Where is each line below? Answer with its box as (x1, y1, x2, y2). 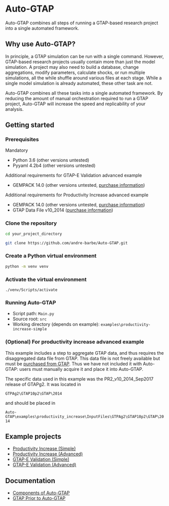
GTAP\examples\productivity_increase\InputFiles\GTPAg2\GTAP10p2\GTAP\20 (5, 414, 164, 419)
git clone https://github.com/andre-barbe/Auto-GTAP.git (5, 240, 128, 245)
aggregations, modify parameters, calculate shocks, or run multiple (5, 69, 145, 75)
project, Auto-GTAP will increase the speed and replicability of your (5, 101, 146, 107)
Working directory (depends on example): (12, 321, 100, 327)
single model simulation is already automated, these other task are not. (5, 80, 153, 86)
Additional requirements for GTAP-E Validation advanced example (5, 173, 142, 179)
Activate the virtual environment (5, 276, 87, 283)
